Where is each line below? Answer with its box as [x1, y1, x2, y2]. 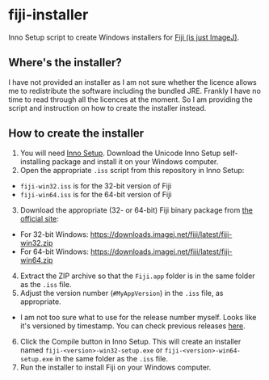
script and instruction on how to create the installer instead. [8, 103, 207, 112]
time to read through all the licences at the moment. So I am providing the [8, 95, 253, 104]
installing [19, 156, 51, 167]
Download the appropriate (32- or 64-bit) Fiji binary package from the [19, 205, 253, 215]
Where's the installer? [8, 56, 123, 70]
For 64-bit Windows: [19, 247, 89, 256]
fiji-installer [8, 6, 89, 24]
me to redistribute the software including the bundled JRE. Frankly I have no [8, 86, 261, 95]
